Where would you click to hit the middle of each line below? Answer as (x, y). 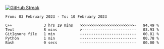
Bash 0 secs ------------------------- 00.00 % (82, 43)
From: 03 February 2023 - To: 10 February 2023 (56, 17)
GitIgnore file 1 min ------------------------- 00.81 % (82, 34)
